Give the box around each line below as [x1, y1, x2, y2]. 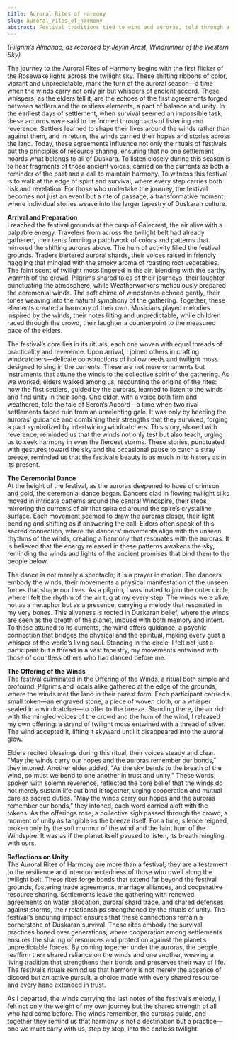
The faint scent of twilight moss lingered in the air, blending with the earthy [7, 266, 227, 275]
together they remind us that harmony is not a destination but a [7, 1017, 191, 1026]
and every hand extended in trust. [7, 980, 106, 989]
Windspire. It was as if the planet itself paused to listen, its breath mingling [7, 832, 225, 840]
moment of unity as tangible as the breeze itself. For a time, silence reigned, [7, 816, 229, 825]
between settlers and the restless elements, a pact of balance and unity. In [7, 102, 225, 111]
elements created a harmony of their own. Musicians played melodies [7, 304, 210, 312]
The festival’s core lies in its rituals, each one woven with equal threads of [7, 340, 223, 349]
